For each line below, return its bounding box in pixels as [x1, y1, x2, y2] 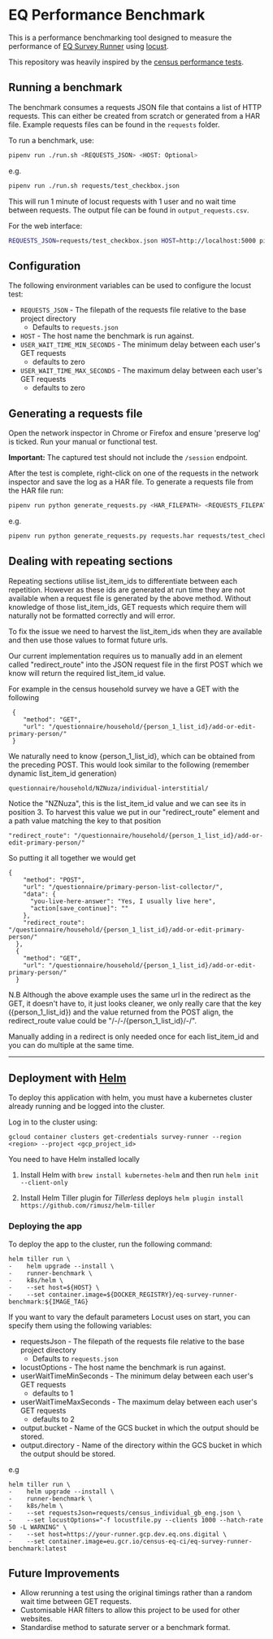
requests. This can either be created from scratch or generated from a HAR [8, 111, 261, 121]
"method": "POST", [23, 875, 85, 884]
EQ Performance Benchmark [8, 6, 206, 24]
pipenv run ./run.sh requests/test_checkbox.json [8, 182, 180, 190]
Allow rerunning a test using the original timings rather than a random [19, 1588, 253, 1597]
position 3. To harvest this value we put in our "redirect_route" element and [8, 807, 260, 817]
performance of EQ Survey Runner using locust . [8, 41, 169, 50]
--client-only [19, 1179, 68, 1187]
